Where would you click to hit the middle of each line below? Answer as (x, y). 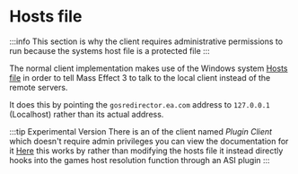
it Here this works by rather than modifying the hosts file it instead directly (146, 151)
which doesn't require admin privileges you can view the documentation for (149, 141)
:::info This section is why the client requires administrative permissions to (146, 41)
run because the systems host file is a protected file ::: (110, 50)
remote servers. (39, 87)
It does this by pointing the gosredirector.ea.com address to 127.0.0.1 (140, 104)
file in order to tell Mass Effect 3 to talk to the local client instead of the (140, 77)
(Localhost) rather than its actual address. (87, 114)
